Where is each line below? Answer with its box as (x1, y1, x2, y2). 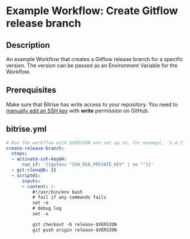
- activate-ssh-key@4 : (11, 156, 67, 162)
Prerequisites (6, 85, 56, 95)
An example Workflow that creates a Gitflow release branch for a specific (6, 56, 184, 62)
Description (6, 40, 50, 50)
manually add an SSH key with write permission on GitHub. (6, 107, 149, 114)
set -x (32, 211, 49, 217)
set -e (32, 200, 49, 206)
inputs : (21, 178, 41, 184)
